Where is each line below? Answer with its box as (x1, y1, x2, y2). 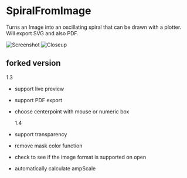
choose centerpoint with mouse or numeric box (14, 108, 130, 115)
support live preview (14, 85, 64, 92)
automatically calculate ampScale (14, 164, 96, 172)
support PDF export (14, 96, 63, 103)
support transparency (14, 130, 67, 137)
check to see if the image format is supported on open (14, 153, 147, 160)
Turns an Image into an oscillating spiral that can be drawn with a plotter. (6, 23, 182, 31)
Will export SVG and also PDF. (6, 29, 79, 36)
